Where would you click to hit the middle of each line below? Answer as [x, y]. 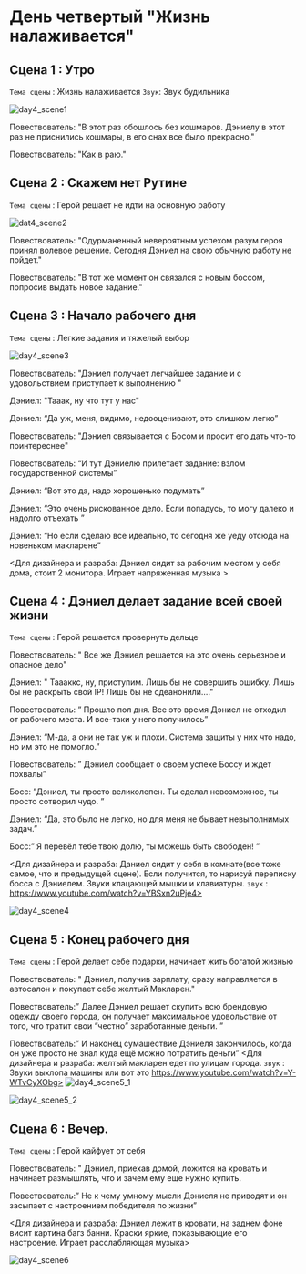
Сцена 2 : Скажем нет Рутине [98, 183]
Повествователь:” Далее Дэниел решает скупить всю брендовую [138, 1007]
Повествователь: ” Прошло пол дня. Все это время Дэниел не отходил [148, 710]
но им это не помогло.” [55, 747]
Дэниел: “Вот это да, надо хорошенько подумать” [107, 491]
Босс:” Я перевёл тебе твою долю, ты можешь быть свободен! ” [135, 846]
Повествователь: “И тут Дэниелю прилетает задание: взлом [127, 463]
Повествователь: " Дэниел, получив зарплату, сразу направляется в [143, 979]
